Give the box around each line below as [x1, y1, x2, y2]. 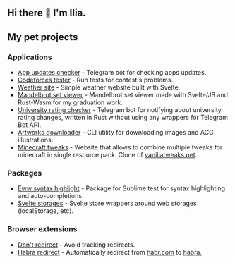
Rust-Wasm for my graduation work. [17, 98, 123, 106]
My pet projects [7, 31, 78, 43]
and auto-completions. [17, 192, 84, 200]
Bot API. [17, 121, 42, 129]
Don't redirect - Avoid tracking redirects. [17, 240, 135, 249]
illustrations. [17, 135, 54, 145]
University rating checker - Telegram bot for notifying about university [17, 106, 222, 114]
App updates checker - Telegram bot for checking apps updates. [17, 68, 207, 77]
